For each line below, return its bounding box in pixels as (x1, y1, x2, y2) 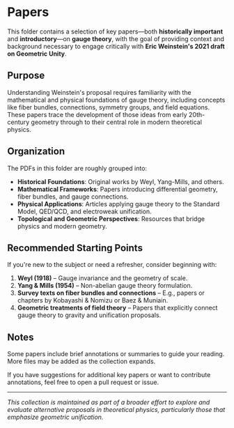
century (7, 118, 30, 126)
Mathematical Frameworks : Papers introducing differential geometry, (17, 185, 218, 193)
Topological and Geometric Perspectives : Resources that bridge (17, 214, 205, 223)
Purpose (7, 70, 45, 82)
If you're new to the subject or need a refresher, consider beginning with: (7, 261, 217, 269)
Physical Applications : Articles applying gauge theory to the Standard (17, 199, 220, 208)
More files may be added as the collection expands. (7, 357, 156, 366)
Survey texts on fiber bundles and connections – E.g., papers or (17, 289, 205, 297)
